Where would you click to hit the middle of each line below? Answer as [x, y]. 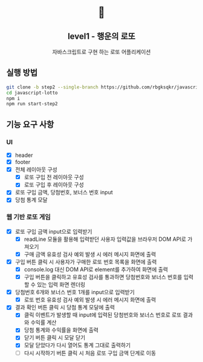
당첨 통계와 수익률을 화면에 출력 [61, 330]
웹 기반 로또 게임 [28, 217]
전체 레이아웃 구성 [36, 169]
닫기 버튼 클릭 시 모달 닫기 [55, 338]
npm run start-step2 [32, 104]
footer [23, 162]
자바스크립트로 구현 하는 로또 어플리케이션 [101, 52]
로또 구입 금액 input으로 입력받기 [53, 231]
